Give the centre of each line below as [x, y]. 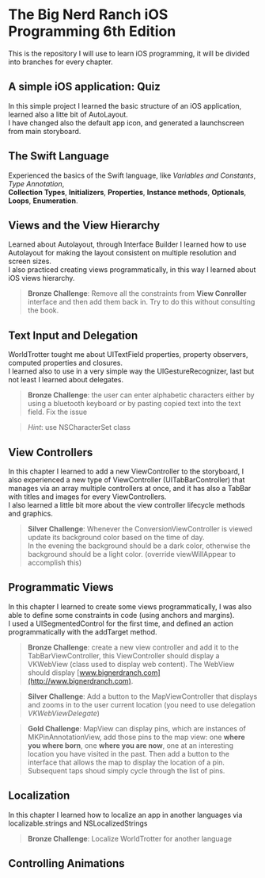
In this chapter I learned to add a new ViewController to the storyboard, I [126, 471]
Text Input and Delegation [73, 335]
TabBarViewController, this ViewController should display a [123, 655]
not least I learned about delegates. [66, 380]
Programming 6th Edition [92, 31]
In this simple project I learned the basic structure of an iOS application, [125, 105]
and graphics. [31, 514]
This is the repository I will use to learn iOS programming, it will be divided [129, 53]
